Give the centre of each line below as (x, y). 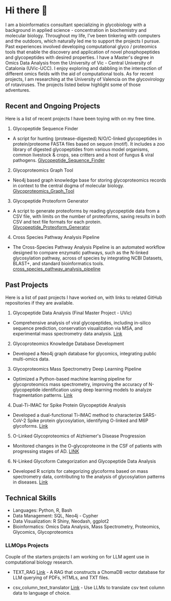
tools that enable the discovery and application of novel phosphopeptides (83, 52)
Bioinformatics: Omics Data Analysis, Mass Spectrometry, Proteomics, (86, 527)
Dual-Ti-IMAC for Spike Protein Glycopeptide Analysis (69, 405)
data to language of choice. (42, 593)
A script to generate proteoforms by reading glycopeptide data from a (86, 211)
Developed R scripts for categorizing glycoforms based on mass (80, 471)
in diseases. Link (30, 482)
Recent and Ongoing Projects (53, 106)
